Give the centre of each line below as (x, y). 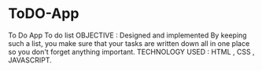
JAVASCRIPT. (30, 60)
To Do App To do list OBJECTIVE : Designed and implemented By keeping (127, 35)
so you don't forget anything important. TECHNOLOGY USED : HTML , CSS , (131, 51)
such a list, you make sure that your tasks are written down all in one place (129, 43)
